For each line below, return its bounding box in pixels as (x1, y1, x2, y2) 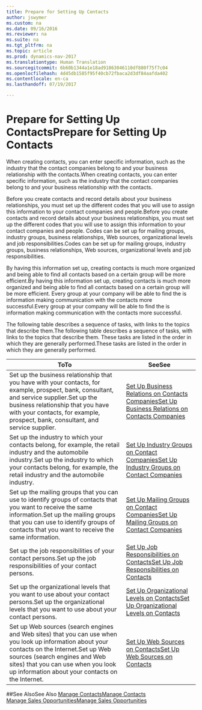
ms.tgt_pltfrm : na (6, 43, 52, 49)
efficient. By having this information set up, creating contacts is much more (6, 277, 191, 284)
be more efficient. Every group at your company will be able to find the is (6, 290, 187, 297)
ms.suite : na (6, 37, 39, 43)
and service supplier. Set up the (9, 393, 97, 402)
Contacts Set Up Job (126, 557, 183, 566)
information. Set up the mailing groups (9, 510, 116, 519)
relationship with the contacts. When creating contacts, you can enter (6, 171, 177, 178)
